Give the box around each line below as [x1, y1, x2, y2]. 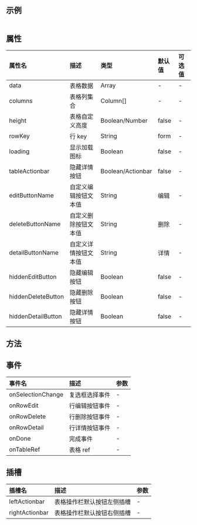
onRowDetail [9, 423, 44, 431]
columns [9, 96, 33, 104]
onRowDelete [9, 412, 46, 421]
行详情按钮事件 [69, 424, 110, 432]
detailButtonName [9, 248, 59, 256]
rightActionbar [9, 508, 49, 516]
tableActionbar [9, 167, 50, 175]
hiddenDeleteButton [9, 292, 64, 300]
